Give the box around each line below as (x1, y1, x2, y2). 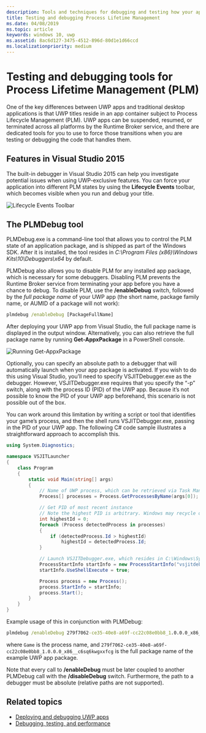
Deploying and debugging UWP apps (15, 713, 109, 720)
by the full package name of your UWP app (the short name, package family (6, 293, 199, 301)
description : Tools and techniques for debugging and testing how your (6, 9, 193, 15)
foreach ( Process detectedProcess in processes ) (39, 521, 166, 528)
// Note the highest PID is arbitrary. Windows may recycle (39, 510, 196, 517)
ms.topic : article (6, 26, 53, 33)
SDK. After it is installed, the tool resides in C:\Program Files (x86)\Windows (6, 248, 198, 256)
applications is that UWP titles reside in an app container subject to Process (6, 109, 198, 117)
